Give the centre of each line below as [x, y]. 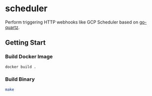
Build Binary [20, 79]
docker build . [21, 67]
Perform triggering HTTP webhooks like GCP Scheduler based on [72, 22]
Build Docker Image [29, 57]
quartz [12, 27]
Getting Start [25, 43]
